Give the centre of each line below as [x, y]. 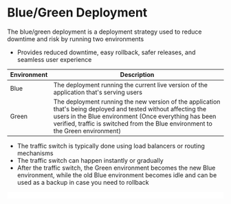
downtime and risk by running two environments [76, 38]
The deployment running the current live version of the [131, 84]
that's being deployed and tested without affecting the [130, 109]
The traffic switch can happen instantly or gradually [90, 161]
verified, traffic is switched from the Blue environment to [133, 123]
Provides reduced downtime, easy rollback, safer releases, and [106, 52]
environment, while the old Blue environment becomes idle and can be [117, 175]
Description [137, 75]
